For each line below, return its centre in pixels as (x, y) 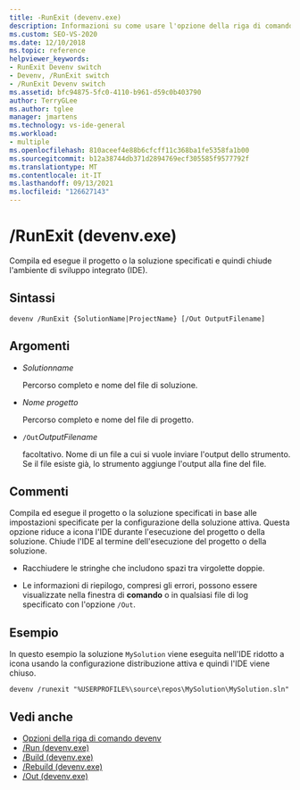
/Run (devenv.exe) (56, 748)
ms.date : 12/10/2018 (48, 42)
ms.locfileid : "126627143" (59, 192)
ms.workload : (33, 134)
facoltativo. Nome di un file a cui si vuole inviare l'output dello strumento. (156, 454)
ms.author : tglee (42, 109)
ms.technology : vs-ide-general (67, 126)
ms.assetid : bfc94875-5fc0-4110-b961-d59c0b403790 (105, 92)
